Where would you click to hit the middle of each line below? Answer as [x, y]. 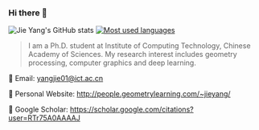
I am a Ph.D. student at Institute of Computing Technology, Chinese [139, 46]
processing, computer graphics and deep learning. [112, 63]
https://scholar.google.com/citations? [132, 110]
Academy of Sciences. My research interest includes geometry [132, 55]
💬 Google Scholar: [38, 110]
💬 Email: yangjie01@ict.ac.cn [56, 79]
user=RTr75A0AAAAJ [44, 118]
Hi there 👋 [28, 13]
